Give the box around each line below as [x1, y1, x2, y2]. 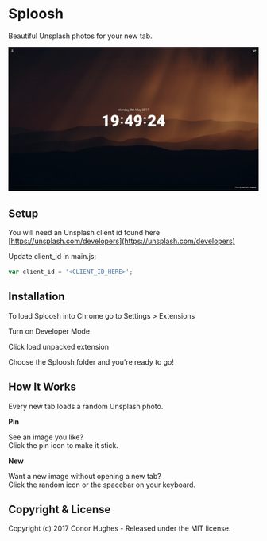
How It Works [8, 381, 77, 394]
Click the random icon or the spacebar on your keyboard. [8, 480, 196, 489]
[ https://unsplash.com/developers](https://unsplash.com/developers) [8, 236, 236, 246]
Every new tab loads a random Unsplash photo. [8, 401, 164, 411]
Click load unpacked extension [8, 342, 110, 351]
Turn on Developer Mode [8, 327, 90, 336]
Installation [8, 290, 65, 303]
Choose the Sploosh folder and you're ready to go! [8, 357, 175, 366]
